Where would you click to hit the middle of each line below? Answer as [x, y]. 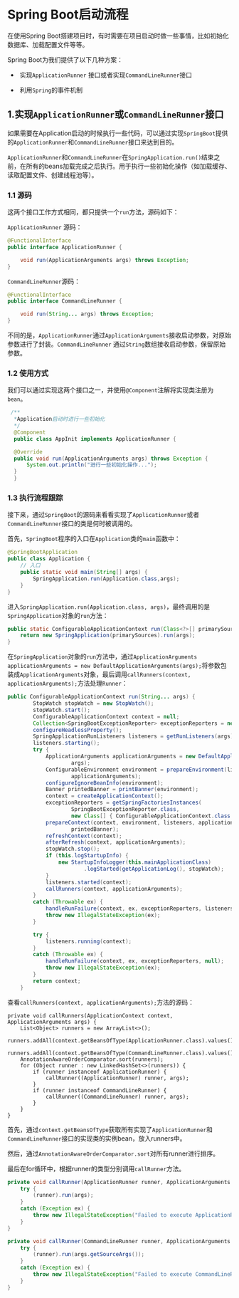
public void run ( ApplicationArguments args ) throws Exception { [111, 459]
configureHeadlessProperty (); [78, 730]
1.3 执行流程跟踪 [35, 498]
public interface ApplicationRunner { [65, 247]
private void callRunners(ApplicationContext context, [90, 1015]
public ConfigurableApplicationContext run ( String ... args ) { [101, 697]
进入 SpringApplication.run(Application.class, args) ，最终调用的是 [109, 607]
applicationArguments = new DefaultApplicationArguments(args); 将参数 [114, 666]
